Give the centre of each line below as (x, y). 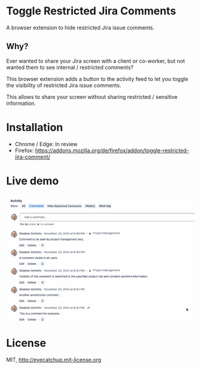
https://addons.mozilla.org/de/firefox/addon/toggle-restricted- (112, 150)
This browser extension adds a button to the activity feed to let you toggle (97, 78)
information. (21, 103)
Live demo (33, 181)
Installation (35, 127)
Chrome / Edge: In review (46, 144)
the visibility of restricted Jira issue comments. (64, 85)
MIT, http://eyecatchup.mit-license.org (54, 360)
